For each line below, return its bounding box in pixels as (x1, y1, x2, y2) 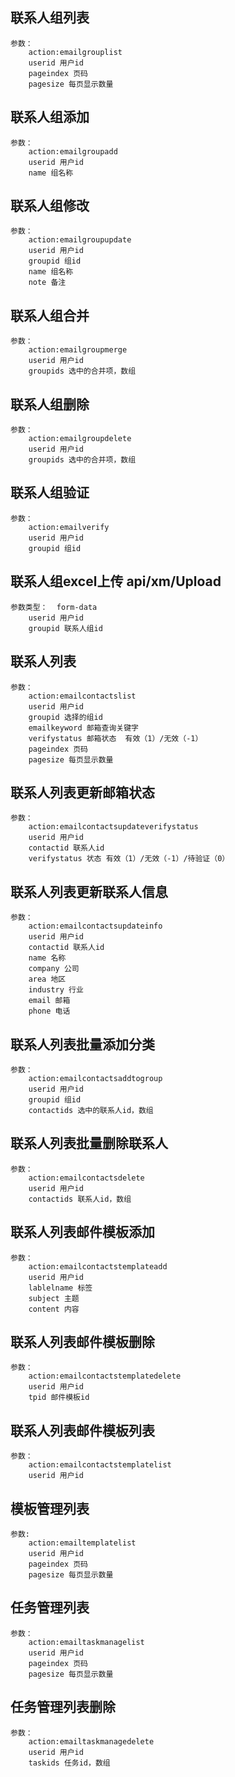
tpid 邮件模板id (28, 1393, 90, 1403)
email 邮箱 (28, 996, 71, 1006)
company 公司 (28, 964, 80, 974)
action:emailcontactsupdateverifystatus (28, 822, 199, 832)
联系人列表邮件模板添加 (10, 1224, 155, 1241)
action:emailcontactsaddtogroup (28, 1073, 163, 1083)
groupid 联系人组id (28, 623, 103, 633)
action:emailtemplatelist (28, 1538, 137, 1548)
